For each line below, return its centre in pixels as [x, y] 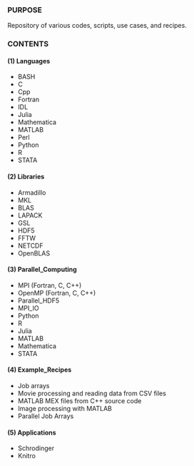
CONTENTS [28, 44]
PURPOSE [25, 10]
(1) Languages [29, 61]
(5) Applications [32, 432]
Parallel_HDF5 [38, 300]
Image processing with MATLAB [65, 409]
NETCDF [30, 245]
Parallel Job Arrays [46, 416]
